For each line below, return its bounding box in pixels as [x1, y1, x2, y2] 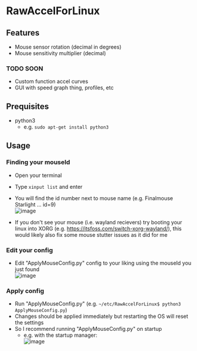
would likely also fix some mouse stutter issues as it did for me [14, 231, 167, 238]
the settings [14, 319, 44, 326]
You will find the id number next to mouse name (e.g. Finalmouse [14, 194, 173, 202]
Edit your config [6, 246, 53, 254]
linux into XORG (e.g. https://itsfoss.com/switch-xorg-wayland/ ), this [14, 225, 182, 232]
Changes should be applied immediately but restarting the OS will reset [14, 313, 188, 320]
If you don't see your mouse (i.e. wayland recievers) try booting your [14, 218, 182, 226]
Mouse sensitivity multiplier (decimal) [14, 50, 106, 57]
